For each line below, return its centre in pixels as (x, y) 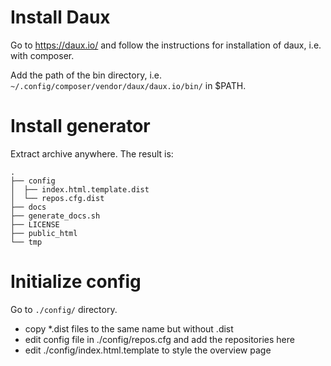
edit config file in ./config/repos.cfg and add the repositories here (159, 339)
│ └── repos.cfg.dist (57, 198)
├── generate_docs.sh (55, 216)
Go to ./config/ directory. (64, 309)
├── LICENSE (35, 224)
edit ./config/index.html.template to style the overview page (148, 350)
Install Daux (60, 17)
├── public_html (44, 233)
